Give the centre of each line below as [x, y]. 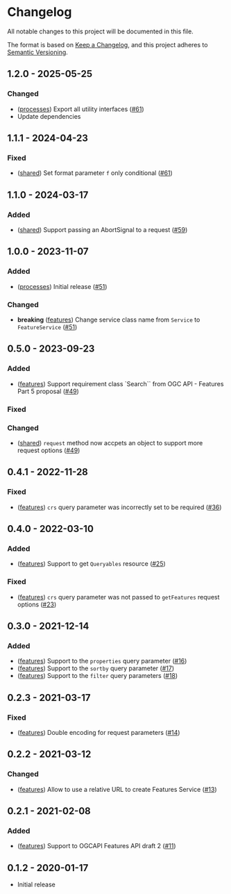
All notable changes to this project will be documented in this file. [101, 31]
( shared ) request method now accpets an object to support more [110, 442]
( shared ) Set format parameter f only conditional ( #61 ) [95, 173]
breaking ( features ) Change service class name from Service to [109, 320]
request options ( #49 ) [49, 450]
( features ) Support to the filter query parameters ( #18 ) [97, 676]
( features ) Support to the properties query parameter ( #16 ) [102, 661]
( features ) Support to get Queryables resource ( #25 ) [92, 564]
